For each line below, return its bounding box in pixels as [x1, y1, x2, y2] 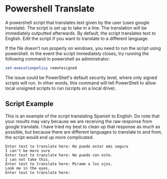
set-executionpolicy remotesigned [5, 65, 77, 70]
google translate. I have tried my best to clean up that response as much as [5, 123, 160, 129]
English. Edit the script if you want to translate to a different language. [5, 35, 149, 41]
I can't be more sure [5, 148, 50, 153]
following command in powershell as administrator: [5, 55, 110, 61]
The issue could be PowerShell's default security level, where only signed [5, 74, 157, 80]
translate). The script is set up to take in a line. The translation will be [5, 24, 147, 30]
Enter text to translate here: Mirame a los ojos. [5, 161, 113, 166]
